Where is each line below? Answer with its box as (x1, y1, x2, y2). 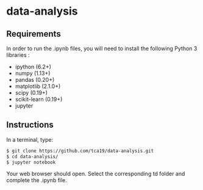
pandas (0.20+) (15, 76, 55, 83)
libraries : (6, 51, 30, 59)
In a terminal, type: (6, 136, 54, 143)
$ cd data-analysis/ (6, 153, 59, 159)
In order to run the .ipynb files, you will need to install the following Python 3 (6, 45, 198, 52)
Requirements (6, 29, 61, 39)
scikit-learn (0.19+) (15, 96, 63, 103)
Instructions (6, 120, 54, 130)
